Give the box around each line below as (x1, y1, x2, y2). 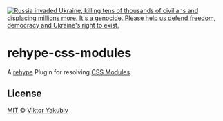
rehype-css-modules (7, 45, 132, 61)
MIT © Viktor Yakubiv (7, 106, 69, 114)
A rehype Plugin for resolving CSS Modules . (7, 67, 133, 76)
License (7, 88, 42, 100)
